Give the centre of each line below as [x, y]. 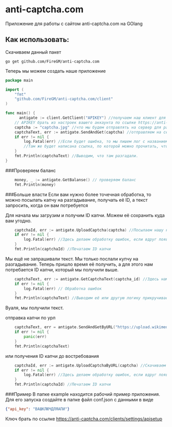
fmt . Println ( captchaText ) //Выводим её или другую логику [78, 298]
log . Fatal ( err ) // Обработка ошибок [63, 289]
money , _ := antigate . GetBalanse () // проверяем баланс [76, 180]
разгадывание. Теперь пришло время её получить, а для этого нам [79, 264]
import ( [15, 90]
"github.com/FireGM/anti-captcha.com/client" [64, 99]
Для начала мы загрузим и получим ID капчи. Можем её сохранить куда [85, 215]
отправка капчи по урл [30, 318]
